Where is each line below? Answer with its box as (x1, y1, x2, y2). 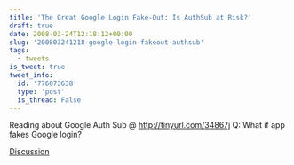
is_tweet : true (9, 63, 66, 72)
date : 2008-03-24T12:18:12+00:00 (9, 29, 133, 38)
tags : (9, 46, 29, 55)
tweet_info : (9, 71, 53, 80)
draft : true (9, 21, 53, 30)
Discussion (9, 146, 50, 157)
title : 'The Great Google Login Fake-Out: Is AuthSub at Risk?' (9, 12, 252, 22)
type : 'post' (17, 87, 66, 96)
